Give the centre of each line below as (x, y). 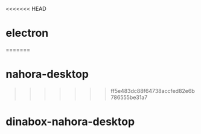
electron (27, 33)
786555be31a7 (129, 97)
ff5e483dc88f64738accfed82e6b (153, 91)
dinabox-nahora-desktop (70, 122)
